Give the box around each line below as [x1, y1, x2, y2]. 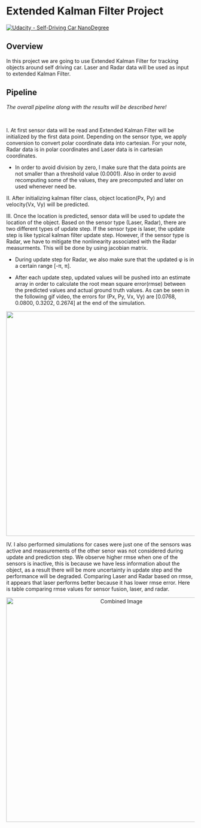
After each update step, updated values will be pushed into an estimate [14, 274, 191, 281]
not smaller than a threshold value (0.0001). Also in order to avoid [14, 170, 176, 177]
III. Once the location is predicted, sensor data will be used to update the [6, 212, 185, 219]
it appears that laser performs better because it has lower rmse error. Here [6, 579, 190, 586]
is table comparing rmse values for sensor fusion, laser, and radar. [6, 585, 170, 593]
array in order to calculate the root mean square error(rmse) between [14, 280, 186, 287]
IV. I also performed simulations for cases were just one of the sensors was [6, 540, 191, 548]
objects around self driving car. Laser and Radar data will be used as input [6, 64, 189, 71]
